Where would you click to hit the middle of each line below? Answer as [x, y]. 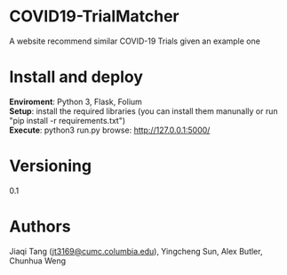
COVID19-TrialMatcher [94, 16]
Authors [40, 226]
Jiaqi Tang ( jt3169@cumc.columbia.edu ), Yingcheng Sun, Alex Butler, [136, 251]
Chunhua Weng [38, 261]
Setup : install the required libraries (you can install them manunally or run [143, 111]
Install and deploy [76, 77]
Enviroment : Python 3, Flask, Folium [76, 101]
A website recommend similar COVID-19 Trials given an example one [135, 41]
